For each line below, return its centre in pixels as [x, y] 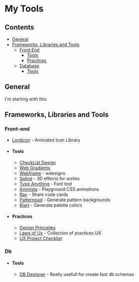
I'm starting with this [26, 99]
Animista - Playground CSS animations [59, 189]
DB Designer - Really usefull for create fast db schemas [77, 274]
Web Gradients [35, 168]
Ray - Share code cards [44, 194]
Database [29, 66]
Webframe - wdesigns [42, 173]
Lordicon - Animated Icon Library [46, 140]
